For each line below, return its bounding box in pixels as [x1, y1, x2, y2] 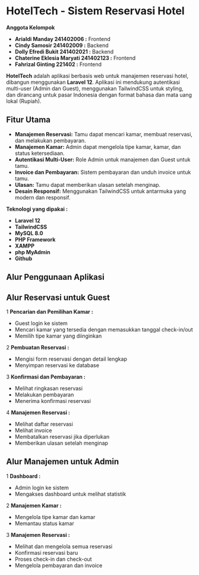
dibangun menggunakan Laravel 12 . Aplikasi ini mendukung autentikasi [6, 79, 180, 86]
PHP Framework [14, 236, 56, 243]
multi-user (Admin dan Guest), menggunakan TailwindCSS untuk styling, [6, 85, 184, 92]
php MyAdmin [14, 248, 50, 255]
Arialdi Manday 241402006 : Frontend [14, 35, 111, 42]
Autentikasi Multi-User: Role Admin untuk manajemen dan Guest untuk [14, 156, 191, 163]
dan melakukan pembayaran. [14, 137, 86, 144]
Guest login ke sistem [14, 320, 68, 327]
